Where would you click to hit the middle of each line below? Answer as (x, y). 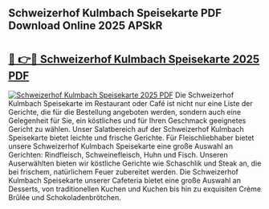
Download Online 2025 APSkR (86, 26)
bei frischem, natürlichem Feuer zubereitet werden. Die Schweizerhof (124, 172)
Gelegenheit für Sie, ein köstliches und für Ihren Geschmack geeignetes (127, 121)
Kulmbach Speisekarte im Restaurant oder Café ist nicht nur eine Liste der (130, 103)
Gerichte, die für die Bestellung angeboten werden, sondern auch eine (125, 112)
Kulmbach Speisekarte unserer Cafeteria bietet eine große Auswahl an (124, 180)
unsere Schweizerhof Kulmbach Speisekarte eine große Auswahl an (121, 146)
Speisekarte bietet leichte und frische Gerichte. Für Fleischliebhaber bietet (131, 137)
